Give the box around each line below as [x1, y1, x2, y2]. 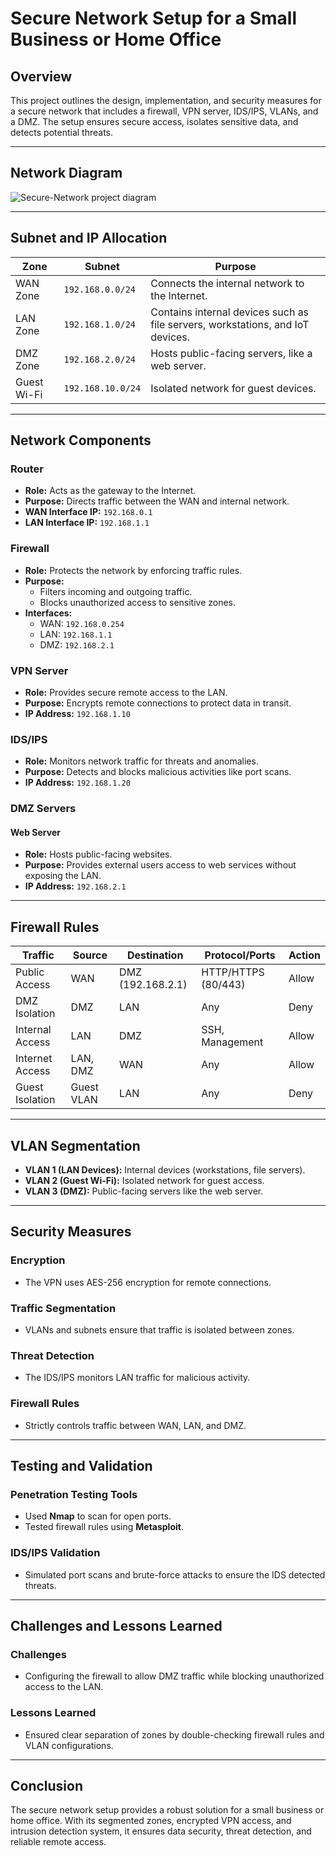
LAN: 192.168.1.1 [39, 628, 113, 640]
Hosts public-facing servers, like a [150, 346, 313, 360]
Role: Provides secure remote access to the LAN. [24, 686, 228, 698]
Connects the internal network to [150, 276, 305, 290]
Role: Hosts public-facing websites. [24, 848, 173, 861]
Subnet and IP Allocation [10, 230, 168, 247]
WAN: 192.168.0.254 [39, 617, 125, 629]
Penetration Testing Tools [10, 1487, 138, 1501]
